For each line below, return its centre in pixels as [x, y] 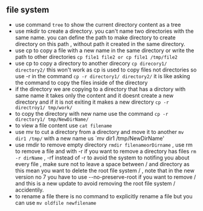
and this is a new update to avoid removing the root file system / [95, 183]
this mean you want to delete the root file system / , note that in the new [105, 170]
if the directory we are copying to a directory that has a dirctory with [100, 89]
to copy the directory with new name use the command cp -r [92, 113]
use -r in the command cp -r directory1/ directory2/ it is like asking [102, 76]
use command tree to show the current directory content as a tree [98, 24]
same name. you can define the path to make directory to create [95, 37]
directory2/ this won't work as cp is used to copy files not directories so [106, 70]
